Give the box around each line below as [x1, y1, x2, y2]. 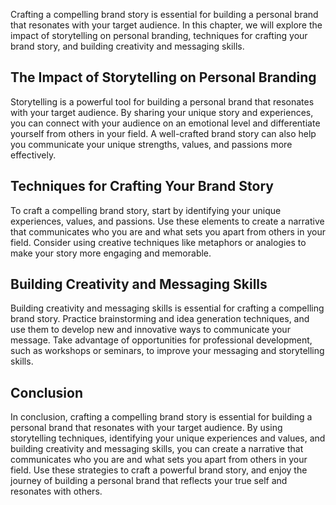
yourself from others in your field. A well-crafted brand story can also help [10, 127, 317, 139]
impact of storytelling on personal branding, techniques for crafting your [10, 30, 308, 41]
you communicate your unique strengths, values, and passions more [10, 138, 293, 150]
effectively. [10, 149, 57, 161]
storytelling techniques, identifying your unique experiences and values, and [10, 432, 326, 444]
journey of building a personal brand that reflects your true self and [10, 475, 288, 487]
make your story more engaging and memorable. [10, 247, 212, 259]
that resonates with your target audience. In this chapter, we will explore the [10, 19, 323, 31]
